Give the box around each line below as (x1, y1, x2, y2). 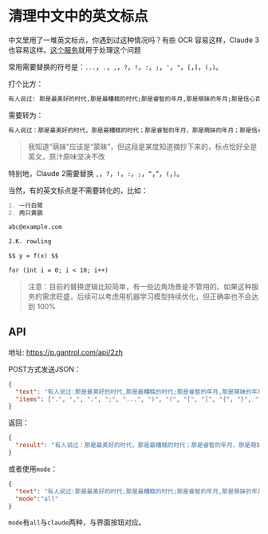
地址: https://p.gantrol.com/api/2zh (8, 347, 124, 357)
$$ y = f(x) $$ (8, 252, 59, 260)
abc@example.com (8, 223, 62, 231)
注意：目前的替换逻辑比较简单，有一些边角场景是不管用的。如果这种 (27, 281, 252, 291)
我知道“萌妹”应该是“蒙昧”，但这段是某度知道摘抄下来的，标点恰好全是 (27, 141, 258, 151)
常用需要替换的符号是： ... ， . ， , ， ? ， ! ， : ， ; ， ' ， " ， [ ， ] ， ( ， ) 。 (8, 61, 223, 72)
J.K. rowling (8, 238, 52, 245)
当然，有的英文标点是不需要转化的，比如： (8, 185, 148, 195)
